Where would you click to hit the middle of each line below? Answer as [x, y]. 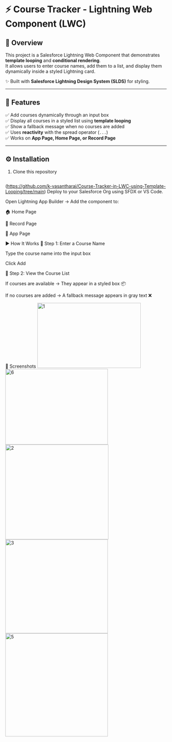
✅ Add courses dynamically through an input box [57, 115]
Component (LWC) [46, 24]
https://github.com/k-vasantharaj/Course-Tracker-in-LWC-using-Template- [87, 186]
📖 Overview [24, 43]
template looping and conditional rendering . [53, 61]
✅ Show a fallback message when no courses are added [65, 126]
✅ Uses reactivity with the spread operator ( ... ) [57, 132]
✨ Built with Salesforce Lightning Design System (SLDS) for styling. [78, 81]
